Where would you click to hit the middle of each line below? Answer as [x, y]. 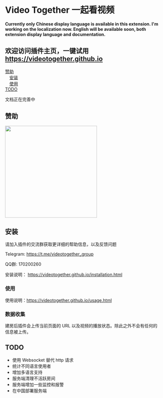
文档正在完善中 [20, 99]
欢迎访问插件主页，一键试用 [47, 51]
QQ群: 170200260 [23, 264]
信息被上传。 [18, 332]
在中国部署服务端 [29, 391]
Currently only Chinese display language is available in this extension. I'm [82, 24]
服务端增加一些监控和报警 [38, 384]
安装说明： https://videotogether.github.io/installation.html [64, 274]
